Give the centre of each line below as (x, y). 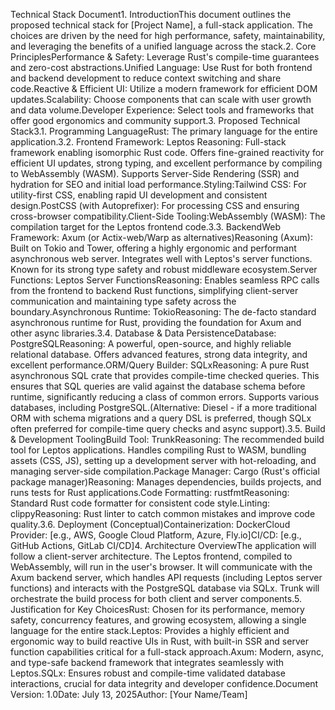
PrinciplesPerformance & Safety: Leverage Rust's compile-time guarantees (165, 57)
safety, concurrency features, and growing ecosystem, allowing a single (158, 620)
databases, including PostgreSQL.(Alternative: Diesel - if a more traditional (163, 407)
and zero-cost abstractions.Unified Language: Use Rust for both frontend (161, 67)
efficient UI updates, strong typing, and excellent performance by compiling (166, 163)
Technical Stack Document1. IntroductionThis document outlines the (151, 14)
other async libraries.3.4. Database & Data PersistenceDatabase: (143, 333)
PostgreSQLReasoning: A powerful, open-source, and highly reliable (151, 343)
